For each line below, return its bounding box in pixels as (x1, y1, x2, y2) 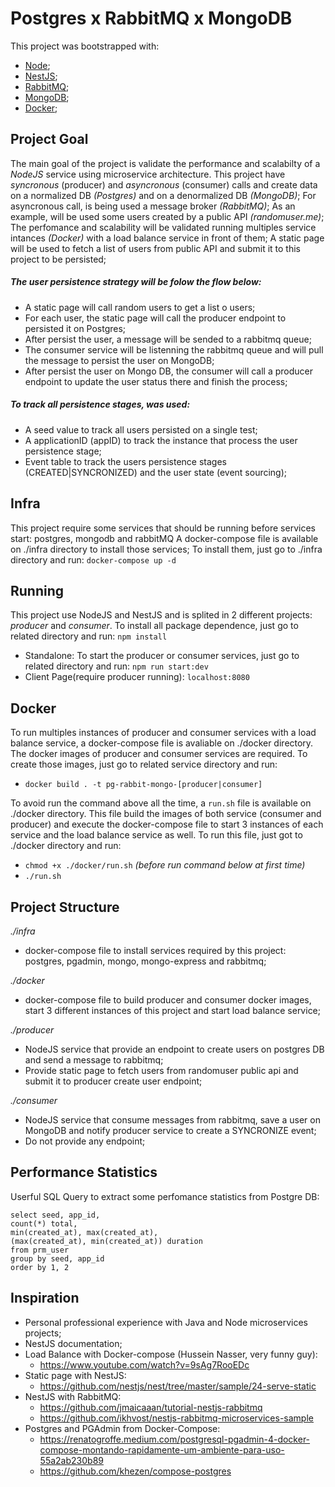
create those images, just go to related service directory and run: (10, 758, 278, 771)
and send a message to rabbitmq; (24, 1053, 164, 1066)
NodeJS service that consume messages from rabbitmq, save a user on (24, 1113, 321, 1126)
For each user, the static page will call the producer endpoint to (24, 312, 287, 324)
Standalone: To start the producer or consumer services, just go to (24, 650, 300, 662)
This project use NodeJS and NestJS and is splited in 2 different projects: (10, 609, 313, 621)
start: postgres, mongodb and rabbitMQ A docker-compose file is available (10, 532, 319, 544)
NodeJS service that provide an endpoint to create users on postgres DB (24, 1043, 325, 1055)
